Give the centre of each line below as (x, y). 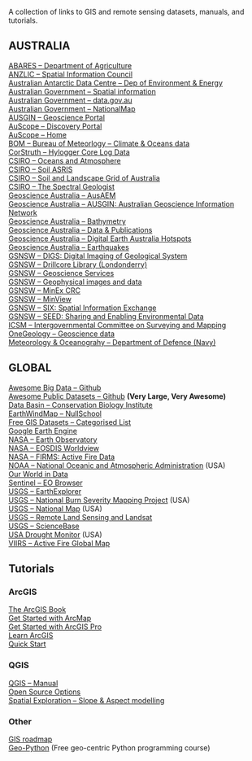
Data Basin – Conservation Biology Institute (80, 405)
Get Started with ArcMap (50, 619)
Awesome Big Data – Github (55, 387)
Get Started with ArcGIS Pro (55, 627)
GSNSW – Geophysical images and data (75, 282)
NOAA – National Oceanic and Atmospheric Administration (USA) (117, 465)
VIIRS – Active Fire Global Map (59, 543)
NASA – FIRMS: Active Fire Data (62, 457)
